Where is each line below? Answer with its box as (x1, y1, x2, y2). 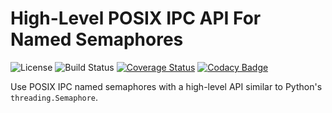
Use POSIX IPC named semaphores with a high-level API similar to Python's (10, 80, 323, 92)
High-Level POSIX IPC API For (10, 7, 262, 30)
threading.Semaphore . (10, 91, 99, 103)
